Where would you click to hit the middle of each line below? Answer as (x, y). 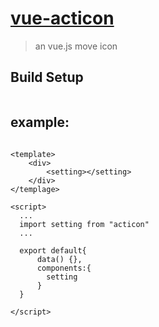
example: (40, 122)
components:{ (64, 268)
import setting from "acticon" (84, 224)
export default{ (53, 250)
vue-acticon (62, 18)
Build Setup (47, 77)
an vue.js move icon (76, 46)
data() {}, (59, 259)
